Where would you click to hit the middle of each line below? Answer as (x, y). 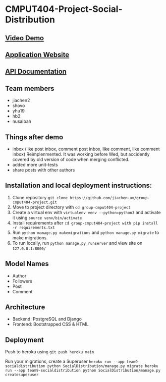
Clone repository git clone (40, 197)
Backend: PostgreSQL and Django (47, 319)
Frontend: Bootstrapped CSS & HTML (51, 324)
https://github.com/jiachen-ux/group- (110, 198)
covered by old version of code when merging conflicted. (71, 159)
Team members (30, 88)
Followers (22, 281)
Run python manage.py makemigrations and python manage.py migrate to (86, 232)
